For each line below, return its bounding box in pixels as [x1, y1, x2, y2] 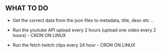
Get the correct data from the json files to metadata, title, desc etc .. [12, 17, 153, 23]
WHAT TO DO [5, 4, 49, 12]
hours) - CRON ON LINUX [12, 32, 66, 38]
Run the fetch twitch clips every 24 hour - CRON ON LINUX [12, 42, 136, 48]
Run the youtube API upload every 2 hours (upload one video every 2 [12, 27, 156, 33]
